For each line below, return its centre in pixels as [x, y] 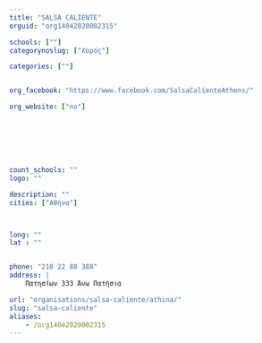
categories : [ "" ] [42, 67]
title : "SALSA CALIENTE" [55, 17]
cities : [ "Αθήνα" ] [43, 202]
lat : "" [25, 243]
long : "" [25, 235]
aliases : [25, 316]
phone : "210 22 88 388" [54, 267]
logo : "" [25, 178]
